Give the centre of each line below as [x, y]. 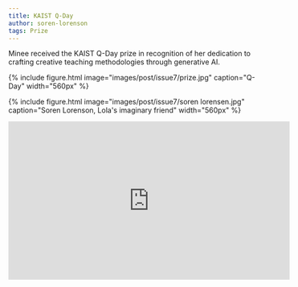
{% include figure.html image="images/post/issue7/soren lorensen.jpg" [127, 102]
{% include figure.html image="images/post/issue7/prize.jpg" [110, 78]
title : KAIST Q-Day [41, 16]
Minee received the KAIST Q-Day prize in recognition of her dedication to [130, 54]
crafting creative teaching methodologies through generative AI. [114, 62]
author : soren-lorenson [48, 23]
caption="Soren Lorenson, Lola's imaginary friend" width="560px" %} [125, 110]
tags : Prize [28, 31]
